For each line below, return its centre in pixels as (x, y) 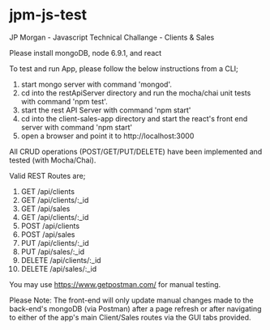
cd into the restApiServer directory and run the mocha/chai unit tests (136, 93)
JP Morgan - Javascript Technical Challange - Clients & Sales (112, 37)
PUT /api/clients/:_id (55, 243)
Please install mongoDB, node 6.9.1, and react (86, 53)
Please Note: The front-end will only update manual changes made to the (131, 300)
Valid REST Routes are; (47, 176)
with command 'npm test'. (64, 101)
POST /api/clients (50, 226)
